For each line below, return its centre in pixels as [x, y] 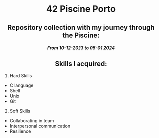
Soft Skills [20, 111]
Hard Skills [21, 75]
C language [22, 85]
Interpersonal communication [40, 126]
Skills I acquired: [81, 64]
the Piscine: [81, 35]
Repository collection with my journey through [81, 28]
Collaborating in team [32, 120]
